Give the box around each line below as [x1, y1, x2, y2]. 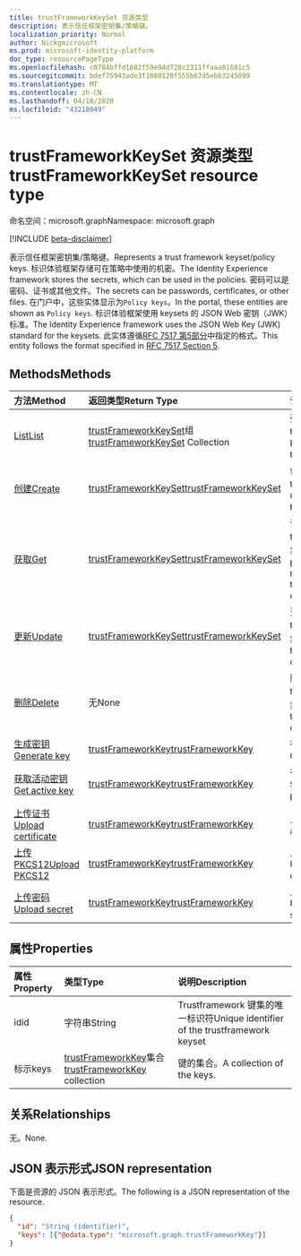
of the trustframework [177, 1023, 271, 1036]
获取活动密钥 [13, 772, 69, 785]
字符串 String [64, 1016, 116, 1028]
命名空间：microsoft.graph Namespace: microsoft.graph [9, 216, 215, 227]
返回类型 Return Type [88, 395, 178, 407]
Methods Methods [9, 366, 112, 382]
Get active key [13, 785, 74, 796]
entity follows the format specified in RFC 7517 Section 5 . [9, 340, 220, 351]
